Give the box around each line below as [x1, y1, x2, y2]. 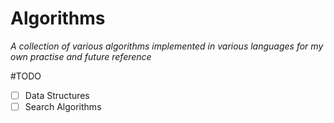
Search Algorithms [24, 101, 102, 112]
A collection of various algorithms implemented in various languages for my [10, 40, 324, 52]
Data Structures [24, 89, 90, 101]
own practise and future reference [10, 50, 152, 62]
